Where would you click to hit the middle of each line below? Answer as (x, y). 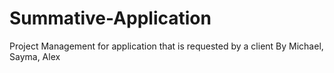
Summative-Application (110, 18)
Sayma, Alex (35, 56)
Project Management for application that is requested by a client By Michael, (166, 46)
